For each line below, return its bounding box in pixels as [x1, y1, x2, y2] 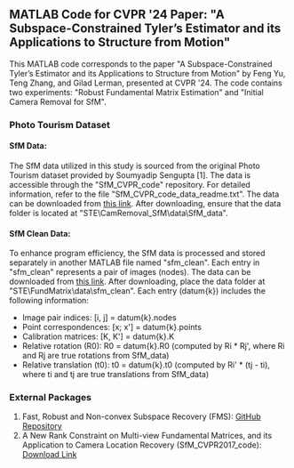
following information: [9, 295, 89, 306]
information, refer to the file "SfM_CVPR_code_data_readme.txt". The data [9, 189, 280, 199]
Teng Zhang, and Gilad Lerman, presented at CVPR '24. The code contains [9, 77, 282, 88]
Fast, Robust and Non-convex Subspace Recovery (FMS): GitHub [21, 411, 262, 422]
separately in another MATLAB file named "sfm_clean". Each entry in [9, 257, 260, 268]
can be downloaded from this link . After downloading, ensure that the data [9, 198, 282, 208]
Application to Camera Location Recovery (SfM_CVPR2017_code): [21, 440, 262, 450]
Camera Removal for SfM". [9, 96, 107, 107]
